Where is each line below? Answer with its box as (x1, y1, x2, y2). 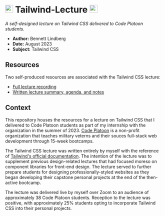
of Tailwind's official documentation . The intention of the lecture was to (5, 153, 152, 159)
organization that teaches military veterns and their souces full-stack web (5, 132, 157, 138)
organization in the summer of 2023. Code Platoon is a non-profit (5, 127, 140, 133)
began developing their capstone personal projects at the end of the (5, 174, 146, 180)
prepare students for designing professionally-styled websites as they (5, 169, 149, 175)
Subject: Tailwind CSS (12, 46, 59, 52)
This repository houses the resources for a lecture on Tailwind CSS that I (5, 116, 155, 122)
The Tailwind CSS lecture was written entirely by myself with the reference (5, 147, 159, 153)
